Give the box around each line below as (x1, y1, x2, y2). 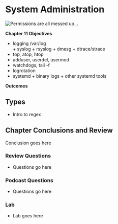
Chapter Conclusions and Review (5, 126, 113, 135)
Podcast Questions (5, 176, 53, 184)
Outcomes (5, 83, 28, 89)
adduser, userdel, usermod (12, 56, 70, 62)
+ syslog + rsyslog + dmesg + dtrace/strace (12, 46, 105, 52)
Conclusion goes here (5, 140, 52, 146)
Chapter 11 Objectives (5, 30, 52, 36)
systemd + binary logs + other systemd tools (12, 73, 107, 79)
